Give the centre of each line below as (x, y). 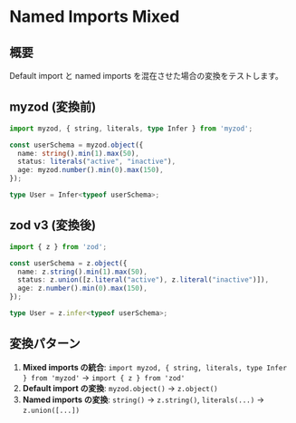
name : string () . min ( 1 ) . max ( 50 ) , (79, 153)
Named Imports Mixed (95, 17)
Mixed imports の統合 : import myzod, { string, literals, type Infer (155, 367)
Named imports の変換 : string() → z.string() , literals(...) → (143, 399)
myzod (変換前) (53, 107)
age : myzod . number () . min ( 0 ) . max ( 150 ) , (91, 170)
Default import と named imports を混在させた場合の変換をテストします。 (146, 76)
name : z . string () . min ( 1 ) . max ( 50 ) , (82, 272)
